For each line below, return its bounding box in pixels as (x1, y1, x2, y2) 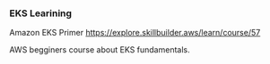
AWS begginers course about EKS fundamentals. (9, 44, 190, 55)
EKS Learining (9, 7, 73, 20)
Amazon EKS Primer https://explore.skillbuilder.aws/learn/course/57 (9, 28, 261, 38)
